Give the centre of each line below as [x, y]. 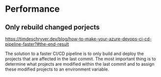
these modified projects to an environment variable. [57, 69]
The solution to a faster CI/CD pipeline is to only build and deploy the [75, 53]
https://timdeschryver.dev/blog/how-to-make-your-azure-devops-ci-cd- [78, 39]
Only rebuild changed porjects [52, 27]
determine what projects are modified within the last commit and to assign [80, 64]
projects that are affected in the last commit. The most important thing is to [80, 59]
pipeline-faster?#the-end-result [37, 44]
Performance [33, 9]
